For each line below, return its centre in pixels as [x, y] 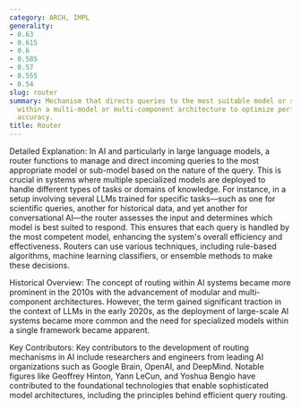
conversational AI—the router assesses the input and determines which [141, 217]
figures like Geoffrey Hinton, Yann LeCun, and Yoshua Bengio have [133, 376]
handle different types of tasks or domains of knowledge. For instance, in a [148, 189]
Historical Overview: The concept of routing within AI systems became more [150, 282]
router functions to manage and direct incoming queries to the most [134, 161]
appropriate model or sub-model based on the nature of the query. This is [146, 170]
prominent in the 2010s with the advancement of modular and [123, 292]
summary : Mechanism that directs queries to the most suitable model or [148, 101]
